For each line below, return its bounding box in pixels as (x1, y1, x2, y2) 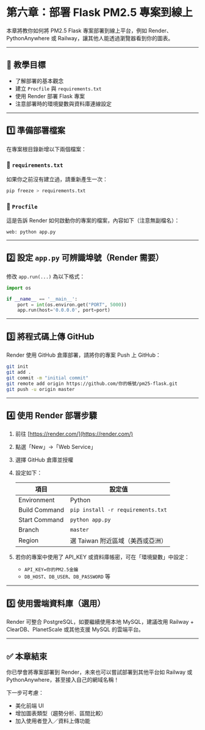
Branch (18, 526, 40, 534)
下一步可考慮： (6, 689, 44, 696)
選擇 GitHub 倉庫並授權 (15, 456, 74, 463)
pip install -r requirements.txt (70, 507, 167, 514)
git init (6, 363, 29, 370)
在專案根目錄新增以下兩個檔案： (6, 145, 87, 152)
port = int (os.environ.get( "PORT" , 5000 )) (17, 301, 127, 308)
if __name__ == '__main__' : (6, 296, 78, 302)
